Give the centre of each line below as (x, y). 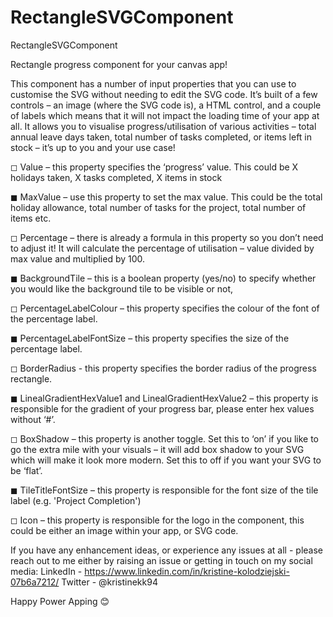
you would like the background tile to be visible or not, (122, 288)
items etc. (31, 218)
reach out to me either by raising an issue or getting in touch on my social (161, 560)
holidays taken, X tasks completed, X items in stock (116, 177)
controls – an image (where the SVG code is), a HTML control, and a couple (166, 105)
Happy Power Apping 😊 (60, 601)
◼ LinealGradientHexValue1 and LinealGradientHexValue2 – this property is (164, 398)
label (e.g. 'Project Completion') (76, 500)
